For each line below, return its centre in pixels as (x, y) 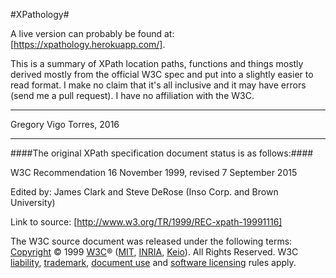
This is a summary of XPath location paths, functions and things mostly (157, 63)
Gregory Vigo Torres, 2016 (65, 124)
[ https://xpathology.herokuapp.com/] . (88, 44)
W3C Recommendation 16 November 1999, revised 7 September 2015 (154, 172)
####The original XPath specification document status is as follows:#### (162, 153)
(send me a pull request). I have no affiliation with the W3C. (132, 95)
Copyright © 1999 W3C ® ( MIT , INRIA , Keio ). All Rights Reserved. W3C (154, 252)
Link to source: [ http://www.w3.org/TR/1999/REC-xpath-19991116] (146, 222)
